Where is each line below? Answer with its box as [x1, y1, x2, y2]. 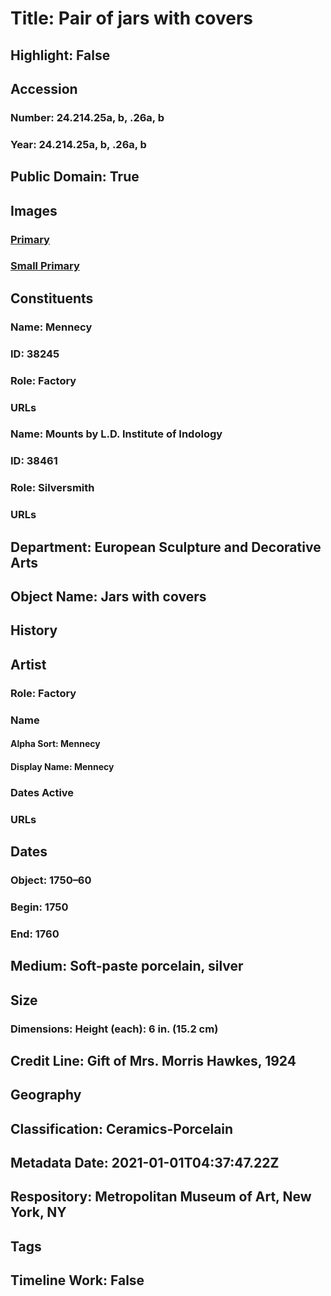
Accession [10, 80, 78, 97]
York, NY [10, 1204, 67, 1221]
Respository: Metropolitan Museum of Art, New [10, 1188, 312, 1206]
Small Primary [10, 259, 80, 273]
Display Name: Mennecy [10, 760, 115, 772]
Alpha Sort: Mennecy [10, 738, 101, 750]
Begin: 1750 [10, 900, 69, 914]
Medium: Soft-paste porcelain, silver [10, 958, 244, 975]
